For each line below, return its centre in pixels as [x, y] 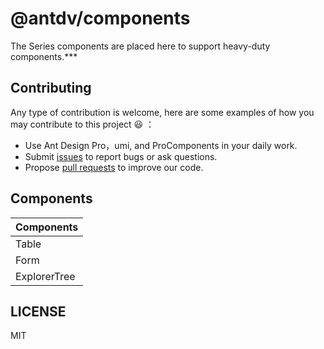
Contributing [51, 88]
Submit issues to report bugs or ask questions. [121, 156]
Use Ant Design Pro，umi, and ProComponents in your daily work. [161, 145]
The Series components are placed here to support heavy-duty [140, 46]
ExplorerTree [45, 276]
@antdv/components [100, 18]
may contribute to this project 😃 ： [82, 124]
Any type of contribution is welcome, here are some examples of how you [162, 112]
